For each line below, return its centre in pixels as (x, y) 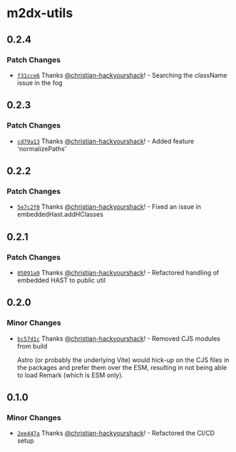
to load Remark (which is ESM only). (70, 375)
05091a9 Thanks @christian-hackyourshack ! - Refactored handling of (118, 272)
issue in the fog (40, 83)
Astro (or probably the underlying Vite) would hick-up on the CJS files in (123, 360)
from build (32, 346)
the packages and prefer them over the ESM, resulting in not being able (122, 367)
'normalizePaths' (42, 148)
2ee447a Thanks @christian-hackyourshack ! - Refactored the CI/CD (116, 433)
